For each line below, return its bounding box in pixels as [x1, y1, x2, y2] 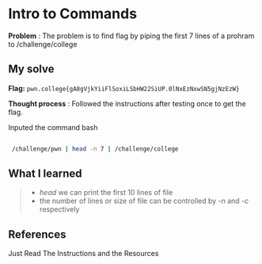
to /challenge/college [8, 39, 78, 48]
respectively [39, 205, 80, 214]
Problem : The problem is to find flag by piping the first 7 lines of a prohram [8, 31, 255, 40]
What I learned [8, 167, 82, 181]
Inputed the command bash [8, 122, 98, 132]
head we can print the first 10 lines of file [39, 188, 173, 197]
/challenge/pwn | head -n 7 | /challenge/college [11, 144, 179, 153]
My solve [8, 63, 55, 76]
